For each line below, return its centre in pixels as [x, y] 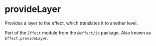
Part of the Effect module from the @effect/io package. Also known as [78, 32]
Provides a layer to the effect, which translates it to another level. [71, 23]
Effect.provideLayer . [27, 38]
